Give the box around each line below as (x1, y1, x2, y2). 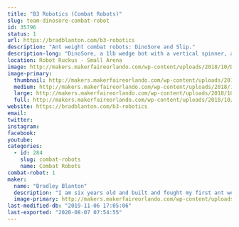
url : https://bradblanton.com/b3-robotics (7, 37, 135, 44)
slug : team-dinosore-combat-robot (7, 17, 110, 24)
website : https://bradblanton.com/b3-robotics (7, 103, 148, 110)
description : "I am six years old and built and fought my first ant (14, 189, 224, 196)
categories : (7, 143, 43, 150)
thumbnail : (14, 76, 46, 84)
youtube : (7, 136, 33, 143)
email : (7, 110, 27, 117)
